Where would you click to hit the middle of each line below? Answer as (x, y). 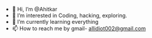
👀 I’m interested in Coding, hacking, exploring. (69, 15)
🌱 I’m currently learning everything (55, 22)
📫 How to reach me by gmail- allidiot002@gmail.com (79, 28)
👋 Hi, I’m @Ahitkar (35, 9)
